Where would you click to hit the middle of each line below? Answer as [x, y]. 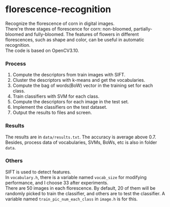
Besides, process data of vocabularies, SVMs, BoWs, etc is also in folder [81, 142]
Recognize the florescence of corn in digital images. [60, 23]
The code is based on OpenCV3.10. [42, 50]
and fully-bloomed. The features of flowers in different [82, 34]
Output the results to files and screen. [52, 112]
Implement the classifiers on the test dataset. [60, 107]
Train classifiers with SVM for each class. [56, 96]
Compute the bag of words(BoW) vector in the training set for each [83, 85]
